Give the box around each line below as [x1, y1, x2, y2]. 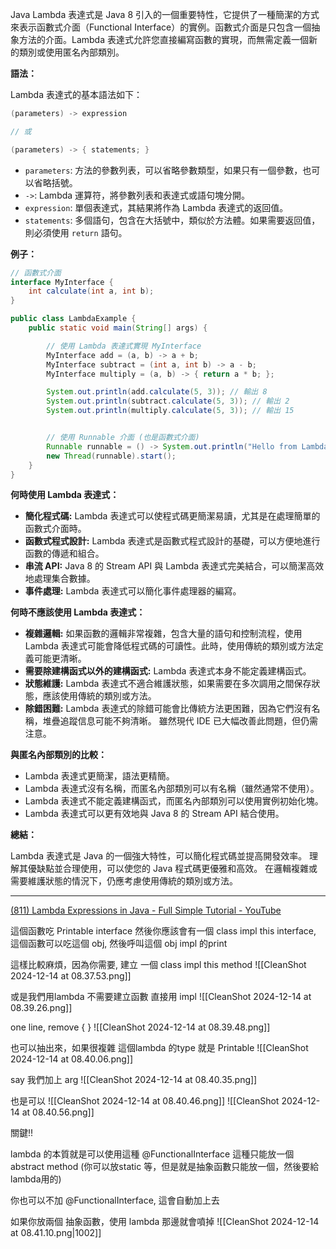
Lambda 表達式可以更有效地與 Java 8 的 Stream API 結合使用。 [24, 808, 285, 820]
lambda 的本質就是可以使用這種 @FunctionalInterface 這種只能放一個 [10, 1148, 295, 1160]
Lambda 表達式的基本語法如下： [10, 89, 143, 100]
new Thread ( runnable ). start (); [46, 451, 177, 461]
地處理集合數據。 [24, 573, 96, 585]
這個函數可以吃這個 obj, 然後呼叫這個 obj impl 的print [10, 938, 228, 950]
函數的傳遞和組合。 [24, 548, 105, 560]
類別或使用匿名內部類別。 [18, 46, 125, 58]
